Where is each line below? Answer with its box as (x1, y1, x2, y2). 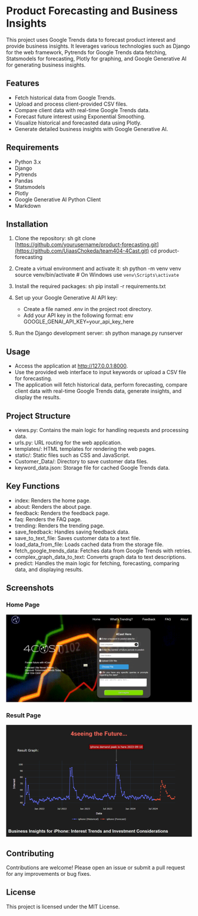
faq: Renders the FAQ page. (14, 515, 82, 523)
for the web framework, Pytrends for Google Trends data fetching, (6, 48, 167, 55)
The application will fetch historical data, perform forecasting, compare (14, 381, 187, 388)
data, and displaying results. (14, 565, 84, 573)
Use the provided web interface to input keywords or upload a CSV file (14, 369, 187, 376)
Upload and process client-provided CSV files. (14, 100, 128, 107)
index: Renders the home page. (14, 497, 91, 504)
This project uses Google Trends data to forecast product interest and (6, 36, 176, 43)
